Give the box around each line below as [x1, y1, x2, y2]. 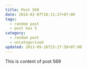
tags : [5, 16, 17, 21]
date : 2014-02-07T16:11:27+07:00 [5, 12, 75, 17]
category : [5, 30, 26, 35]
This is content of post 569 [5, 58, 61, 64]
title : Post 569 [5, 7, 39, 12]
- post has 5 [10, 26, 37, 31]
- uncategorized [10, 40, 44, 45]
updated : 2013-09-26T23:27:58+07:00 [5, 44, 82, 49]
